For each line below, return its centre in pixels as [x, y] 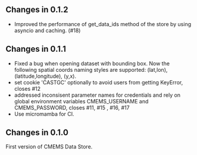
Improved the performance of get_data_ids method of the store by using [103, 24]
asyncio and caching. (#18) [47, 30]
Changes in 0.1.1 [36, 49]
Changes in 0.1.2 [37, 10]
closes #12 [27, 88]
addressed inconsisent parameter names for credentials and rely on [97, 95]
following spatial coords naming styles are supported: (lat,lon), [91, 69]
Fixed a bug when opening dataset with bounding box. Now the [92, 63]
